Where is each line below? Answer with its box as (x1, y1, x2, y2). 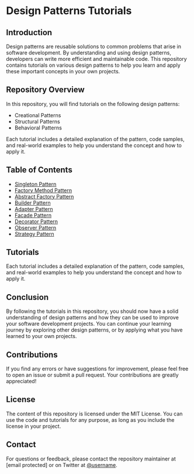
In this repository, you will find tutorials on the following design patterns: (6, 100, 180, 107)
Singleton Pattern (14, 180, 57, 187)
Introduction (6, 28, 53, 37)
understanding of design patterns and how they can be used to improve (6, 314, 179, 321)
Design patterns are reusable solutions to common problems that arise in (6, 43, 181, 50)
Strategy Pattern (14, 230, 54, 237)
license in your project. (6, 422, 61, 429)
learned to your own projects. (6, 333, 77, 340)
